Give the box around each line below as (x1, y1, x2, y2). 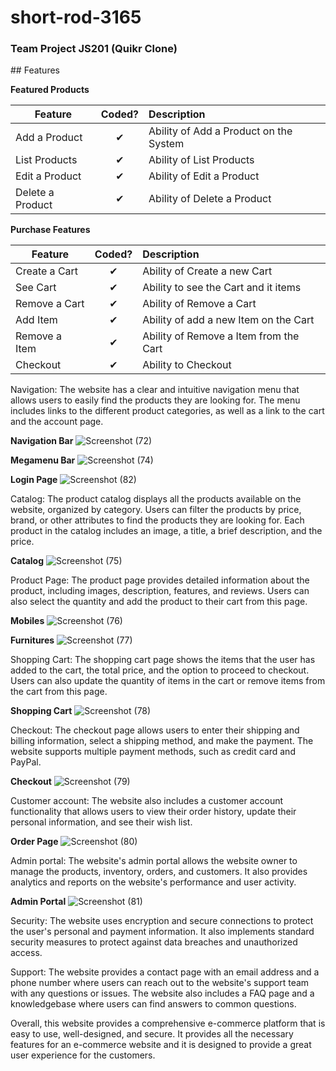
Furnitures (10, 634, 55, 646)
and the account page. (10, 416, 104, 428)
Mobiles (10, 615, 45, 627)
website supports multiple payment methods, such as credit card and (10, 746, 296, 758)
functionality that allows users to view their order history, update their (10, 806, 297, 818)
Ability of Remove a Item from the (142, 329, 300, 343)
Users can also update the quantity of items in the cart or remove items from (10, 675, 326, 687)
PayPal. (10, 756, 42, 768)
